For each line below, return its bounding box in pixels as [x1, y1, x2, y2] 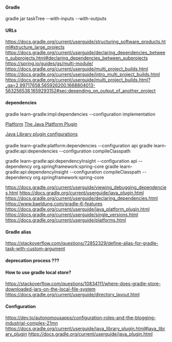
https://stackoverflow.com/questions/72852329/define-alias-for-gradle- [5, 240, 159, 246]
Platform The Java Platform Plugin [5, 121, 78, 127]
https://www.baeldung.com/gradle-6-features [5, 201, 103, 207]
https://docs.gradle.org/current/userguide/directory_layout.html [5, 292, 140, 298]
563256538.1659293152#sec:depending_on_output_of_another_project [5, 88, 156, 94]
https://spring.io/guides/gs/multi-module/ [5, 61, 93, 67]
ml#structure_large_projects [5, 44, 65, 50]
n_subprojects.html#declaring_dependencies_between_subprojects [5, 55, 148, 61]
